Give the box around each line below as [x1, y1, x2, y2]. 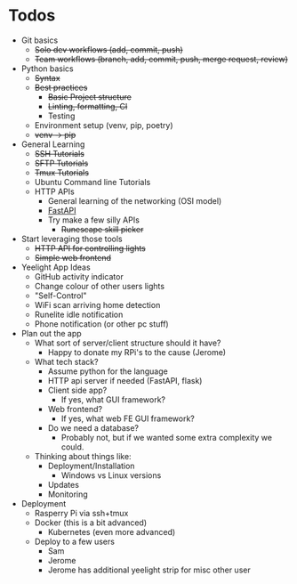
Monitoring [47, 489, 88, 499]
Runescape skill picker [60, 223, 144, 234]
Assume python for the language [47, 366, 168, 377]
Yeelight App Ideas [20, 262, 91, 272]
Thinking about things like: [34, 450, 132, 461]
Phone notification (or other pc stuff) [34, 318, 170, 329]
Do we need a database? [47, 422, 140, 433]
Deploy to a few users [34, 536, 115, 547]
